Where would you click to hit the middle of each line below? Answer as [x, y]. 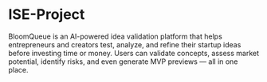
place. [19, 69]
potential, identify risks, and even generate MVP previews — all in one [123, 61]
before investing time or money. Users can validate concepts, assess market [134, 53]
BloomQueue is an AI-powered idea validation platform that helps [116, 36]
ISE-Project [47, 15]
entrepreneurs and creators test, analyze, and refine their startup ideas [125, 44]
